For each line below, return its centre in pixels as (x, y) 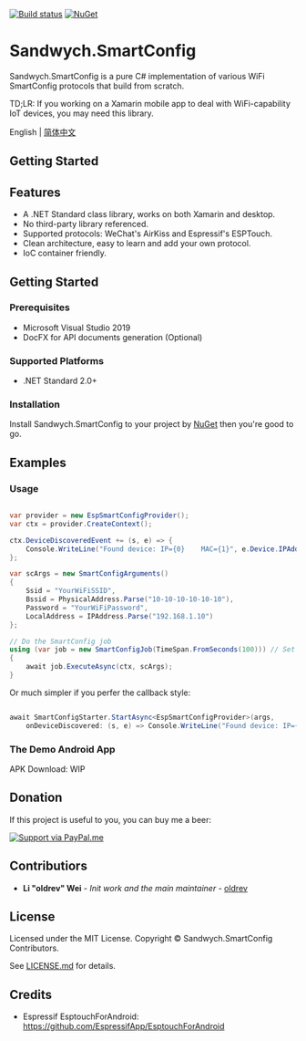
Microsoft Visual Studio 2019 (76, 328)
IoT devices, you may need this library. (82, 113)
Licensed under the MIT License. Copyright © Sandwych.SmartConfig (141, 939)
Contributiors (49, 866)
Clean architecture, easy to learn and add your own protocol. (137, 244)
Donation (36, 798)
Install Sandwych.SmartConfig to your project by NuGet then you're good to (152, 424)
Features (35, 192)
